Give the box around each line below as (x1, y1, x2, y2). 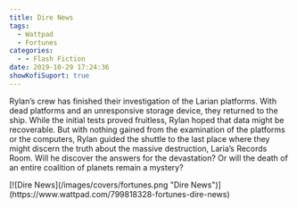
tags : (9, 21, 29, 30)
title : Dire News (9, 12, 74, 22)
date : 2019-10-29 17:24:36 (9, 63, 110, 72)
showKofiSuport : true (9, 71, 90, 80)
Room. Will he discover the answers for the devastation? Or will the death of (9, 153, 288, 163)
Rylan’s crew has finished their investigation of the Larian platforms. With (9, 96, 277, 106)
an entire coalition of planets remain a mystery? (9, 162, 185, 172)
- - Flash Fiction (17, 54, 87, 63)
